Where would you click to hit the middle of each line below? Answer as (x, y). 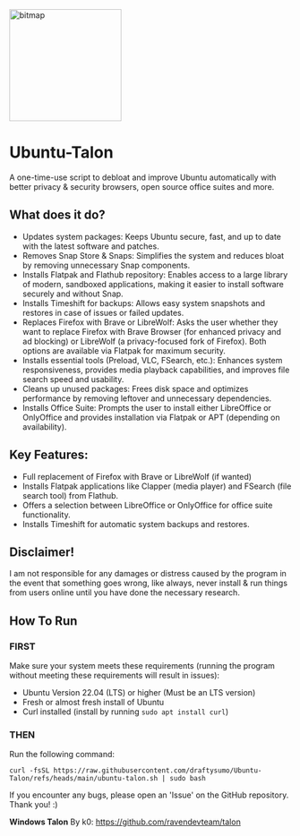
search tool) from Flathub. (70, 495)
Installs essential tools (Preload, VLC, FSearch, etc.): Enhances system (152, 360)
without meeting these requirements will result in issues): (115, 676)
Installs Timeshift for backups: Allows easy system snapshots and (144, 303)
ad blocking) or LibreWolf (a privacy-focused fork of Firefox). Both (144, 341)
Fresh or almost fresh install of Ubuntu (93, 703)
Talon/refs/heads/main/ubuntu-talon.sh (84, 779)
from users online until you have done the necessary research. (124, 593)
